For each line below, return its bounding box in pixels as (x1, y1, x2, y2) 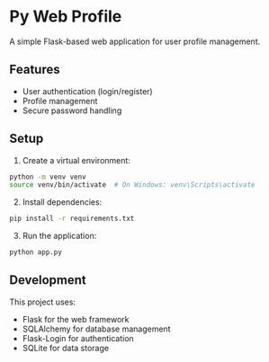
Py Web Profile (9, 6, 122, 27)
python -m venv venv (9, 172, 87, 181)
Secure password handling (22, 105, 122, 116)
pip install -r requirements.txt (9, 214, 135, 224)
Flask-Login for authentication (22, 332, 135, 343)
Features (9, 62, 60, 77)
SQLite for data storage (22, 342, 110, 353)
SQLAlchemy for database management (22, 323, 171, 334)
